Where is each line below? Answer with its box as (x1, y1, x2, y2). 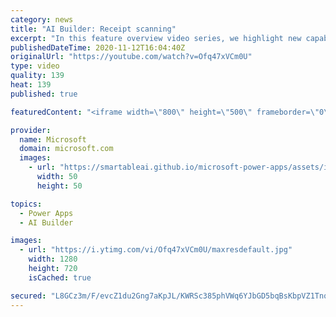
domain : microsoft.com (19, 144, 114, 154)
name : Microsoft (19, 134, 87, 145)
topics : (10, 199, 43, 209)
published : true (10, 89, 78, 99)
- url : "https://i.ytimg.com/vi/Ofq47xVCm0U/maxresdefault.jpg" (19, 245, 293, 255)
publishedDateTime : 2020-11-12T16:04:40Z (10, 42, 186, 53)
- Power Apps (19, 208, 74, 218)
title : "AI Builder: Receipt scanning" (10, 24, 177, 34)
